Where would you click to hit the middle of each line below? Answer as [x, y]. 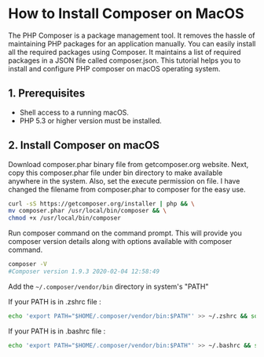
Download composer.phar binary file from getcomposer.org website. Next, [128, 164]
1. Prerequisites [47, 94]
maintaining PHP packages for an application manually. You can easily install [132, 43]
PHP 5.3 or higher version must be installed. [91, 120]
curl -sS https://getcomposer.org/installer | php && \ [101, 204]
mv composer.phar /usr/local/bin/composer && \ [88, 211]
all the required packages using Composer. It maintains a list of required [125, 52]
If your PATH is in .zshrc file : [55, 301]
